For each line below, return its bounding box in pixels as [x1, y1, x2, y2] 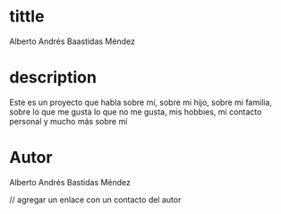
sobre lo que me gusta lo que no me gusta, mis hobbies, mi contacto [9, 106, 262, 117]
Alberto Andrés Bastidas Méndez [9, 176, 132, 187]
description [9, 67, 97, 88]
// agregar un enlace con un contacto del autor [9, 194, 182, 205]
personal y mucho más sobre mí [9, 116, 128, 126]
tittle [9, 6, 45, 27]
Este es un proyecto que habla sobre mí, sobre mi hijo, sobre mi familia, [9, 97, 273, 107]
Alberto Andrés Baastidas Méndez [9, 36, 136, 47]
